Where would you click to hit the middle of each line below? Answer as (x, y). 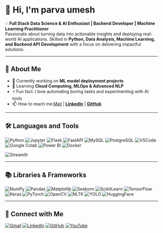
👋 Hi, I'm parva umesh (50, 10)
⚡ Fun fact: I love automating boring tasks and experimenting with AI (80, 91)
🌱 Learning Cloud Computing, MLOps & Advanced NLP (68, 86)
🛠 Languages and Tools (42, 126)
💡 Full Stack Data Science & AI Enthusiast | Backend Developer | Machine (80, 23)
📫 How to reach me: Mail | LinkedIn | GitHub (57, 104)
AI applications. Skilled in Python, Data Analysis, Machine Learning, (86, 39)
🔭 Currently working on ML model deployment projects (68, 81)
